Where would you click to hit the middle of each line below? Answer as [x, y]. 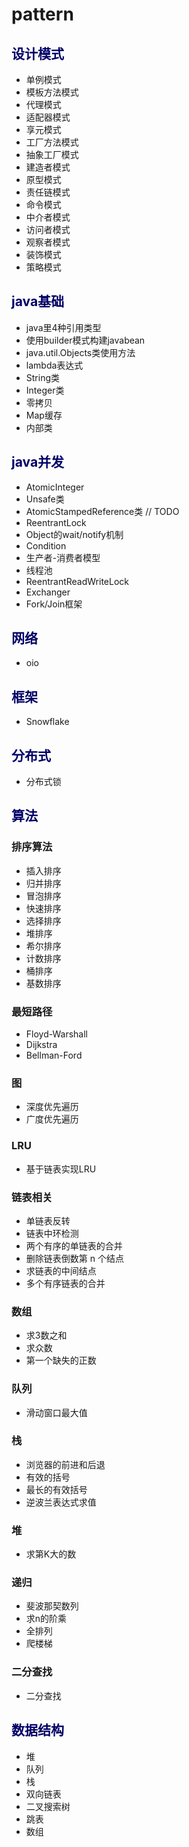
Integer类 [45, 390]
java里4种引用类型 [63, 327]
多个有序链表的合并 [65, 1283]
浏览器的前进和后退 [65, 1464]
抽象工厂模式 [52, 154]
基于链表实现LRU [61, 1169]
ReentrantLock [56, 522]
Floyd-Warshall [56, 1034]
